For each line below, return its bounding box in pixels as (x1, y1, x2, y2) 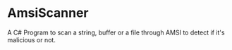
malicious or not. (7, 35, 56, 44)
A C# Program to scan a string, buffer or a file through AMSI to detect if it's (7, 28, 225, 37)
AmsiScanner (7, 5, 90, 21)
